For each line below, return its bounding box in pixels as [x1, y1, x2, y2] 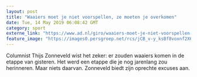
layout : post [6, 8, 38, 15]
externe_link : [6, 31, 41, 36]
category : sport [6, 25, 46, 31]
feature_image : [6, 36, 43, 42]
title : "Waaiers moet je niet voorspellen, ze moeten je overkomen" [6, 14, 177, 20]
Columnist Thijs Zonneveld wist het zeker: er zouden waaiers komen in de [6, 52, 185, 59]
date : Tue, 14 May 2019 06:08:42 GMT [6, 19, 98, 25]
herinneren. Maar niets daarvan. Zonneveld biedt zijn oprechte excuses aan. [6, 65, 191, 71]
